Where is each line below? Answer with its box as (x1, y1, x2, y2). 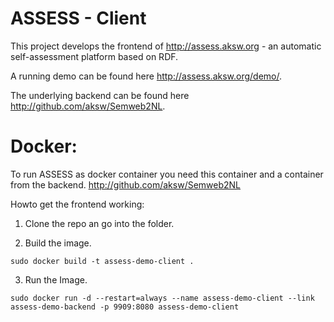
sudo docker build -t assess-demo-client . (10, 256, 195, 266)
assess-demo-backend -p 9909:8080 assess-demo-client (10, 302, 240, 312)
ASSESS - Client (10, 7, 147, 30)
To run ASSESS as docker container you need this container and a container (10, 168, 324, 180)
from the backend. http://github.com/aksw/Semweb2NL (10, 178, 242, 191)
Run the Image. (24, 273, 88, 286)
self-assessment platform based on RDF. (10, 50, 179, 62)
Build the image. (24, 237, 92, 249)
